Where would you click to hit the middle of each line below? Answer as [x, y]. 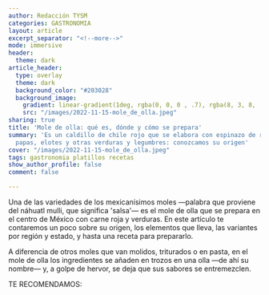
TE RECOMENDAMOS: [45, 284]
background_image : [46, 98]
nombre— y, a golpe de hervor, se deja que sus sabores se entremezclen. [130, 269]
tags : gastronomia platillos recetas [71, 157]
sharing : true [32, 120]
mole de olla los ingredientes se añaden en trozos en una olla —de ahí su [129, 260]
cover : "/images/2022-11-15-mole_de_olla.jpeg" [89, 150]
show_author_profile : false [55, 165]
